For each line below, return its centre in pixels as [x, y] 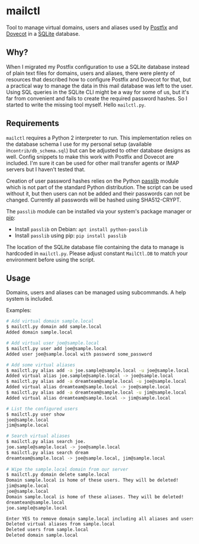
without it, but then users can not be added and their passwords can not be [98, 193]
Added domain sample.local [39, 332]
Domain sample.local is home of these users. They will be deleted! [92, 480]
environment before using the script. [51, 259]
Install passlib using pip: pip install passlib [70, 235]
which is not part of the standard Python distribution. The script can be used [99, 187]
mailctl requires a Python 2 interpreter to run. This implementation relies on [99, 137]
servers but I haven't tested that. [46, 169]
